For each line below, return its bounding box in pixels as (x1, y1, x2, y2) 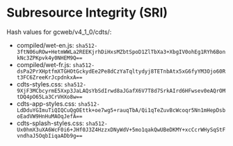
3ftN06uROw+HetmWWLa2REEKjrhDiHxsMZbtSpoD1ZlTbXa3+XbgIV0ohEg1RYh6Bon (16, 48, 226, 55)
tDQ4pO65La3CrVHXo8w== (16, 93, 83, 100)
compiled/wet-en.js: (16, 41, 74, 49)
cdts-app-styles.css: (16, 99, 77, 108)
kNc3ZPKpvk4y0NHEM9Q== (16, 54, 83, 62)
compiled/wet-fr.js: (16, 60, 72, 69)
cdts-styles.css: (16, 80, 63, 88)
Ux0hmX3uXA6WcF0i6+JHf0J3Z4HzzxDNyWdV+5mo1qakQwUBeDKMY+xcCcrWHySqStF (16, 126, 226, 133)
